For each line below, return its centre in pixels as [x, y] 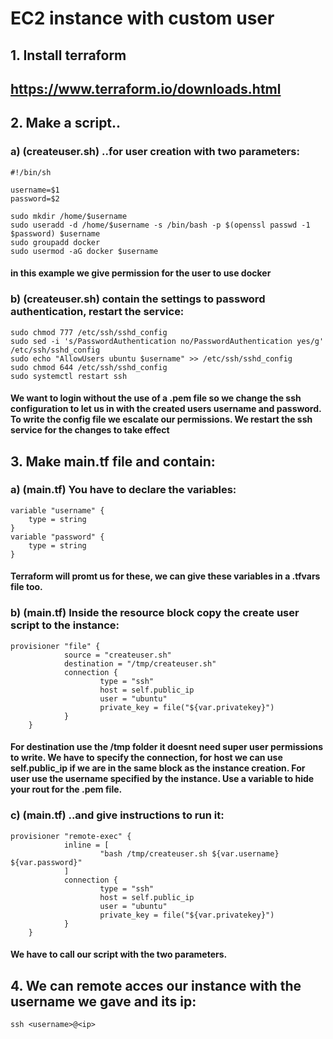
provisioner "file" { [55, 646]
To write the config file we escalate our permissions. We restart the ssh [161, 419]
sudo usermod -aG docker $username [84, 251]
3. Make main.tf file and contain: [113, 461]
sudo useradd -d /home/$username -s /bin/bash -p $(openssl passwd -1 [160, 225]
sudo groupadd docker [55, 242]
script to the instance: [65, 625]
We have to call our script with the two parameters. [119, 954]
